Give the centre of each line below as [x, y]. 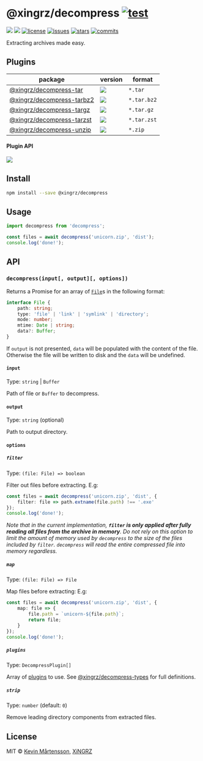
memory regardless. [32, 551]
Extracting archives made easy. [46, 42]
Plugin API [20, 146]
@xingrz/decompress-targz [50, 109]
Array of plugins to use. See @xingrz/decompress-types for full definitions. [101, 677]
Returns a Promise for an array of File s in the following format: [86, 291]
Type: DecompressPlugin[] [39, 665]
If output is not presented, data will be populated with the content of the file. [102, 348]
